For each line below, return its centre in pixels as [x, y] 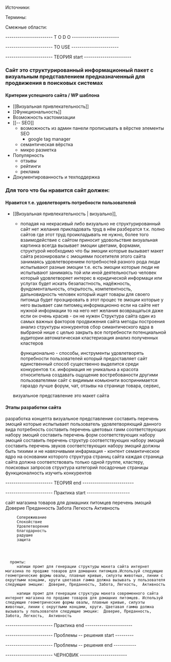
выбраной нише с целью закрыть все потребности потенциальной [93, 332]
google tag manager [49, 139]
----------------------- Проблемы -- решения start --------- [70, 635]
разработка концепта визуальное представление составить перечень [82, 419]
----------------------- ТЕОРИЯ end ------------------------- [70, 483]
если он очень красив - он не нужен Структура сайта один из [88, 316]
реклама [30, 172]
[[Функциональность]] [37, 112]
